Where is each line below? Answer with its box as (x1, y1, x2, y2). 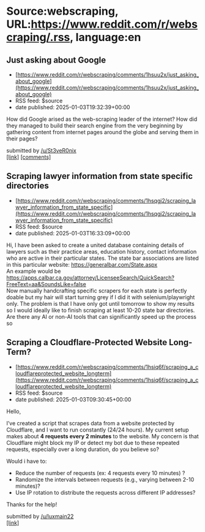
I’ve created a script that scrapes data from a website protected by (6, 419, 175, 427)
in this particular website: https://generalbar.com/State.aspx (6, 260, 158, 268)
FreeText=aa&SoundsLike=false (6, 280, 87, 287)
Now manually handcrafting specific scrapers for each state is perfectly (6, 287, 187, 294)
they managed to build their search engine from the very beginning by (6, 122, 183, 129)
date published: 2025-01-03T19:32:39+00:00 (15, 104, 130, 111)
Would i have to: (6, 457, 47, 465)
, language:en (70, 31, 141, 44)
